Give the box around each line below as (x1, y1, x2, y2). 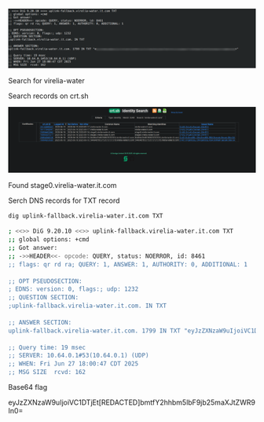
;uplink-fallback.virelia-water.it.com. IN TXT (8, 302, 167, 310)
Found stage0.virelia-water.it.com (8, 181, 117, 190)
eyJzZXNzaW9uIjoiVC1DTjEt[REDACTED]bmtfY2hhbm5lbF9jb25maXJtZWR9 (8, 398, 255, 407)
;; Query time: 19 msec (8, 343, 86, 351)
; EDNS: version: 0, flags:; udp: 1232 (8, 285, 139, 293)
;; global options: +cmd (8, 236, 90, 244)
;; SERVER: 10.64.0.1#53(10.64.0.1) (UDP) (8, 351, 149, 360)
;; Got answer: (8, 244, 58, 252)
